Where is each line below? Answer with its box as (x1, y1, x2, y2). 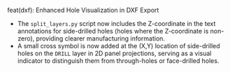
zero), (17, 34, 35, 43)
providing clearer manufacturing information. (36, 34, 166, 43)
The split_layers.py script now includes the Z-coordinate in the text (17, 20, 216, 27)
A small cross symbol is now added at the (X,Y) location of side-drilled (17, 42, 220, 50)
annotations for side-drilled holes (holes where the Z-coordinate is (17, 27, 209, 35)
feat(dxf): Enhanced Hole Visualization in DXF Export (7, 6, 159, 14)
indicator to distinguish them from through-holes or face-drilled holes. (17, 57, 220, 65)
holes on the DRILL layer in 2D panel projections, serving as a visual (17, 49, 212, 57)
